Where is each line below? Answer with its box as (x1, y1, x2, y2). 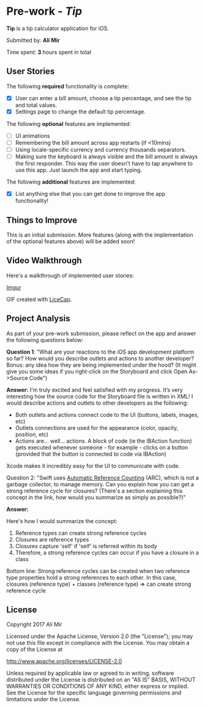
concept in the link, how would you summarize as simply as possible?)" (6, 493, 186, 501)
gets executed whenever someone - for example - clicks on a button (15, 443, 188, 451)
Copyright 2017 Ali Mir (6, 621, 62, 628)
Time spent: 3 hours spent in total (6, 48, 92, 56)
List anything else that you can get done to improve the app (15, 190, 166, 198)
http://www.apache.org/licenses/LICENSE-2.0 (6, 658, 122, 665)
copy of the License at (6, 646, 63, 653)
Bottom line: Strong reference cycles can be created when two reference (6, 567, 190, 575)
